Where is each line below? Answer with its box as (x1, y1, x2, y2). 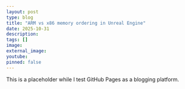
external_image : (6, 48, 47, 54)
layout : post (6, 8, 39, 15)
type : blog (6, 14, 34, 20)
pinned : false (6, 59, 42, 65)
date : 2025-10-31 (6, 25, 50, 32)
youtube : (6, 54, 28, 60)
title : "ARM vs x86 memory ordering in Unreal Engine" (6, 20, 146, 26)
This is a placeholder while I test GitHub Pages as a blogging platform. (6, 76, 180, 83)
